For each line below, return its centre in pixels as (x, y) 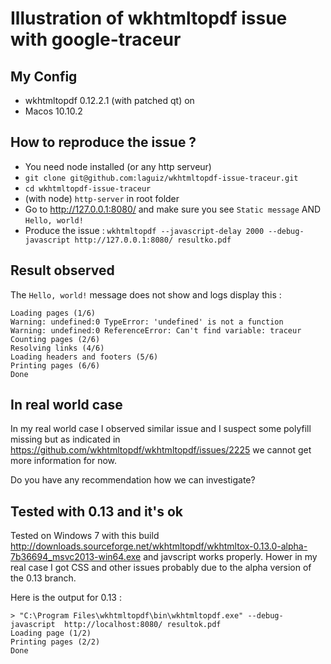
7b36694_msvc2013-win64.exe (76, 557)
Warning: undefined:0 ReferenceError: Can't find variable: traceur (156, 330)
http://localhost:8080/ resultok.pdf (142, 625)
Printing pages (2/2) (55, 642)
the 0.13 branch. (43, 578)
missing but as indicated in (65, 439)
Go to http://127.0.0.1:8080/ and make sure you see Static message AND (173, 209)
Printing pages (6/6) (55, 365)
